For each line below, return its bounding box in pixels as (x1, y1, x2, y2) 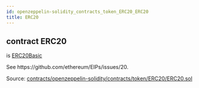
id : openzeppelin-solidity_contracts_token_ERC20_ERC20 (6, 8, 149, 15)
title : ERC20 (6, 14, 39, 20)
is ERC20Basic (6, 52, 43, 59)
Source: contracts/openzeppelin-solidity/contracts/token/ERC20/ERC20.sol (6, 75, 193, 82)
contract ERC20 (6, 36, 67, 46)
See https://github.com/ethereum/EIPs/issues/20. (6, 64, 129, 71)
